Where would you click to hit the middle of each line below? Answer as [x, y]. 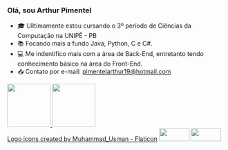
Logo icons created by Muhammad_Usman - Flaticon [82, 139]
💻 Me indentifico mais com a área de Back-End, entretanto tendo [110, 54]
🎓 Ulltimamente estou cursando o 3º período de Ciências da [104, 26]
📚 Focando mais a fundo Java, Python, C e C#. [85, 44]
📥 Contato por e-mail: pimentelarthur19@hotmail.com [94, 72]
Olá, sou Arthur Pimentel [49, 10]
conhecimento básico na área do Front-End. [80, 64]
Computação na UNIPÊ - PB [57, 36]
